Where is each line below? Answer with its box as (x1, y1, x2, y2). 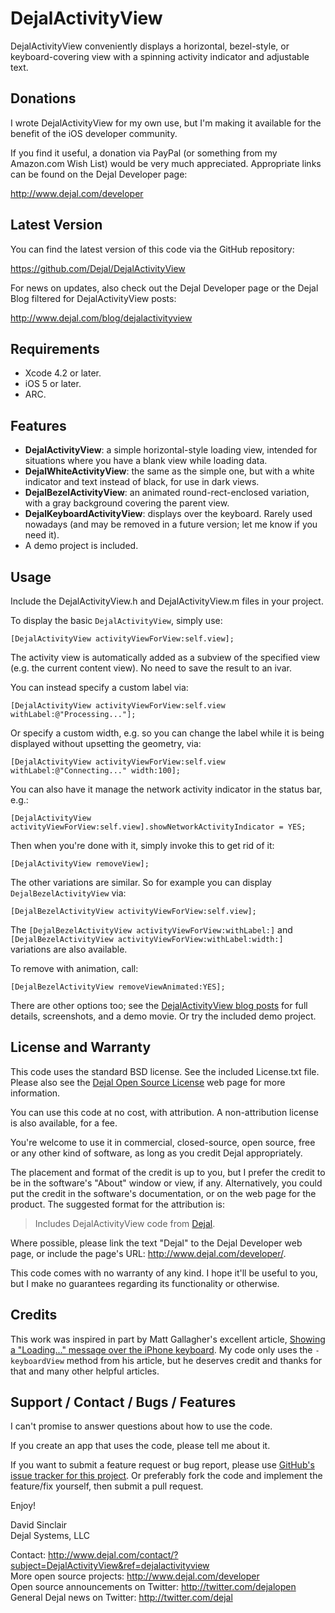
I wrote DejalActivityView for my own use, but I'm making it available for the (10, 117, 322, 129)
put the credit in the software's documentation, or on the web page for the (10, 1187, 317, 1199)
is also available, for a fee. (10, 1117, 118, 1129)
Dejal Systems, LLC (10, 1530, 90, 1542)
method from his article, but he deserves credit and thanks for (66, 1354, 323, 1366)
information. (10, 1087, 61, 1099)
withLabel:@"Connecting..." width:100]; (10, 766, 182, 776)
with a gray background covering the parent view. (24, 497, 230, 509)
